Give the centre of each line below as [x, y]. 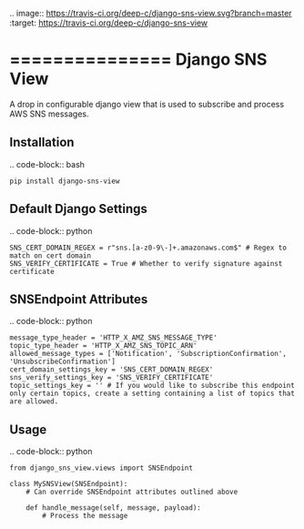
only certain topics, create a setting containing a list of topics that [152, 394]
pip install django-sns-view [65, 181]
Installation [42, 142]
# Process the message [85, 516]
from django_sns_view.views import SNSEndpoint [101, 468]
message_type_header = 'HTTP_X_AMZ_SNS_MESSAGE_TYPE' [114, 338]
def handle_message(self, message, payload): [114, 508]
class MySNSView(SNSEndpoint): [69, 484]
